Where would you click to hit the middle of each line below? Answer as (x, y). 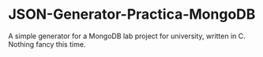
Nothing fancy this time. (47, 44)
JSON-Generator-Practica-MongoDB (132, 14)
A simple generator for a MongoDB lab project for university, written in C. (127, 36)
